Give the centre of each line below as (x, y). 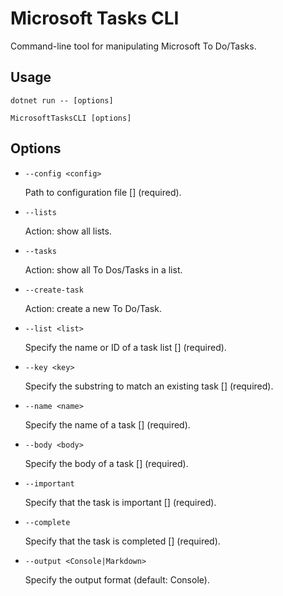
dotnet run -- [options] (62, 100)
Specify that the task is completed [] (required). (122, 541)
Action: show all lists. (68, 231)
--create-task (54, 290)
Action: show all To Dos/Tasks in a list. (103, 269)
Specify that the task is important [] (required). (120, 502)
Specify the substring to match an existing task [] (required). (149, 386)
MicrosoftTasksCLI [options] (71, 118)
